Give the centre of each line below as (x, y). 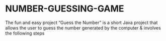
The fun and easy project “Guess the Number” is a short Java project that (81, 22)
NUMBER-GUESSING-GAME (65, 9)
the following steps (25, 33)
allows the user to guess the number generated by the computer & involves (83, 27)
